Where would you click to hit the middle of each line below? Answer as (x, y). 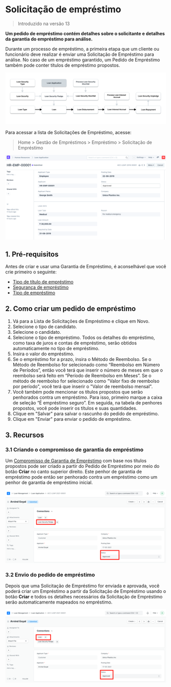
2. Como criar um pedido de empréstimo (71, 309)
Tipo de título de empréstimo (43, 282)
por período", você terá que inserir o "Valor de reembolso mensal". (83, 386)
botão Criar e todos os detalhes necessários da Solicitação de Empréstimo (84, 597)
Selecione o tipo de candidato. (45, 327)
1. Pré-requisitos (32, 254)
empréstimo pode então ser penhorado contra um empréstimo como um (81, 477)
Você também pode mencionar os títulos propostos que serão (78, 392)
